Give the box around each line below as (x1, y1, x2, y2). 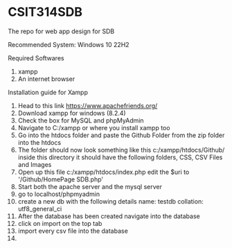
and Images (17, 160, 52, 168)
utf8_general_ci (17, 204, 62, 213)
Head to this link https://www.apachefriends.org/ (17, 101, 158, 109)
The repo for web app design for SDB (8, 27, 115, 35)
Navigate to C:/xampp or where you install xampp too (17, 123, 170, 132)
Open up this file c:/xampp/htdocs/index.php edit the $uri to (17, 168, 190, 176)
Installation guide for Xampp (8, 88, 89, 96)
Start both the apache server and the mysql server (17, 182, 162, 191)
